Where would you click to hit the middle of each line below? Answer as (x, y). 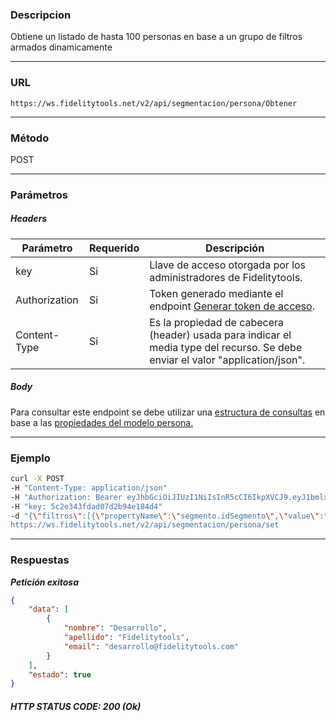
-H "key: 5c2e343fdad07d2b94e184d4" (86, 506)
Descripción (235, 248)
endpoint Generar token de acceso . (232, 306)
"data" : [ (49, 609)
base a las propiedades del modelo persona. (102, 422)
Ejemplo (30, 458)
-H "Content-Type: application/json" (89, 488)
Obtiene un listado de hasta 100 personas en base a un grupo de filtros (156, 37)
